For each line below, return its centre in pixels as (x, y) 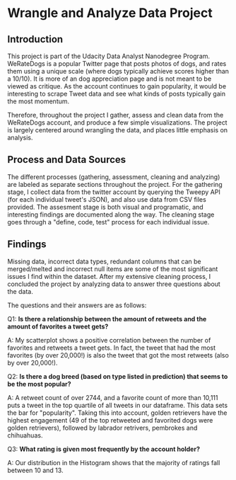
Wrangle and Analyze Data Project (110, 13)
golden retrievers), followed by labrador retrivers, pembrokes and (102, 428)
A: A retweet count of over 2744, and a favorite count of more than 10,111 (113, 397)
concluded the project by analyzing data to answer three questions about (114, 284)
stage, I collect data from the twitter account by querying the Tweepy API (114, 192)
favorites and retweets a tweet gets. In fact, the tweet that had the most (112, 348)
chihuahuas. (25, 435)
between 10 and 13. (35, 470)
